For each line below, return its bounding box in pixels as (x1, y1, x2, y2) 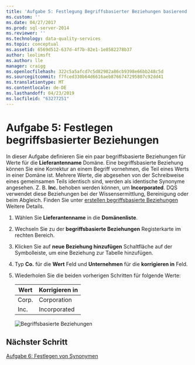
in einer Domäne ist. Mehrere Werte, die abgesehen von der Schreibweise (6, 171, 184, 179)
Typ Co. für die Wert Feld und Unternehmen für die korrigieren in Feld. (14, 260, 188, 267)
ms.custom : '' (6, 14, 41, 20)
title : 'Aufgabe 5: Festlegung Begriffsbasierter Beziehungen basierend (6, 8, 187, 15)
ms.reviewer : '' (6, 30, 46, 36)
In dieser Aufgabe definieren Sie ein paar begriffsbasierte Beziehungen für (6, 153, 186, 160)
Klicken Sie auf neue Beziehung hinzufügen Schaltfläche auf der (14, 243, 173, 250)
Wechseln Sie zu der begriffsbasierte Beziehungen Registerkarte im (14, 225, 182, 232)
